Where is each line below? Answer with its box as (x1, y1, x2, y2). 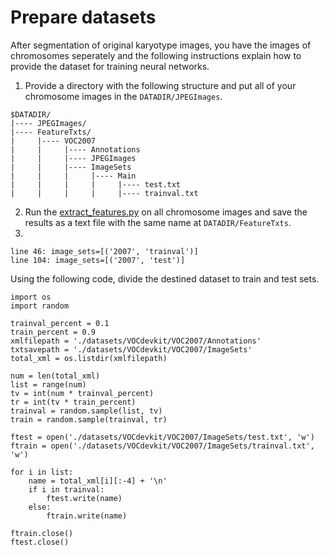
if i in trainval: (28, 484, 105, 495)
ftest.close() (10, 537, 70, 547)
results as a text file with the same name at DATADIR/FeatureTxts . (24, 216, 292, 228)
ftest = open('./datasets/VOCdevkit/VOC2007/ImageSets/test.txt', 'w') (10, 432, 315, 442)
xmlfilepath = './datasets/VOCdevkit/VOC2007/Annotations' (10, 336, 262, 346)
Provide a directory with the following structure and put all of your (24, 79, 297, 91)
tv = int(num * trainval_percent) (10, 388, 155, 398)
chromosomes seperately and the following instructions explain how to (10, 49, 302, 61)
